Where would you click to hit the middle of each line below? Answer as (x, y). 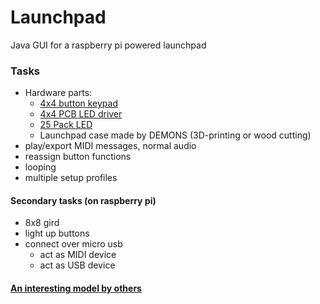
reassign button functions (78, 157)
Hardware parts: (58, 93)
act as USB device (77, 265)
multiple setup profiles (71, 178)
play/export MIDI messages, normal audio (110, 146)
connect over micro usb (73, 244)
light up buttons (57, 233)
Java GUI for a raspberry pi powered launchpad (108, 45)
